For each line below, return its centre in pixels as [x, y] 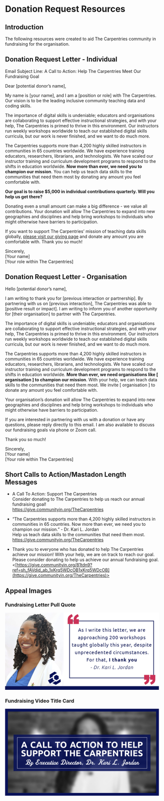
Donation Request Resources [65, 9]
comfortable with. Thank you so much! [44, 241]
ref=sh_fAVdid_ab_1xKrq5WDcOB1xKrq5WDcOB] [61, 570]
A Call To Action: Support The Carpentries [54, 494]
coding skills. [18, 106]
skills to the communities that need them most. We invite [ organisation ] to [80, 385]
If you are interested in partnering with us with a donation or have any [75, 419]
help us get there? [24, 196]
